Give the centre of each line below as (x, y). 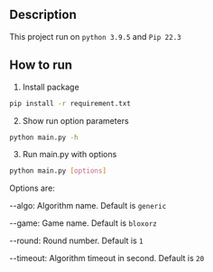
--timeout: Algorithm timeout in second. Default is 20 (107, 258)
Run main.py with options (69, 155)
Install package (51, 87)
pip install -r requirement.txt (70, 103)
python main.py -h (44, 137)
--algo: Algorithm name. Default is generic (88, 206)
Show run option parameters (75, 120)
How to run (41, 66)
